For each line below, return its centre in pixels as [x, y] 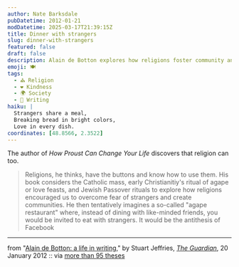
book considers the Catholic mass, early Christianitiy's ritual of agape [127, 182]
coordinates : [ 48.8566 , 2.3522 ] [55, 133]
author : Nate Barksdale [43, 14]
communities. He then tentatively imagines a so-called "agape [116, 205]
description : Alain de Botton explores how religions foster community [116, 61]
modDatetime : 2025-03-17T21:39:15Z [60, 27]
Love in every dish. [44, 126]
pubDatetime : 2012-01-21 [44, 21]
